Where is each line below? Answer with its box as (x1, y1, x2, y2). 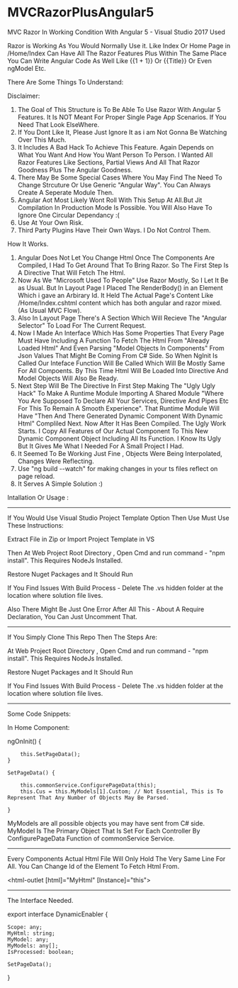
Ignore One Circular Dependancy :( (17, 211, 120, 219)
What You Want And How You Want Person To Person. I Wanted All (17, 150, 213, 159)
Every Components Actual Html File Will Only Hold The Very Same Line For (7, 854, 226, 862)
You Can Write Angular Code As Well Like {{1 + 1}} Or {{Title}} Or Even (7, 56, 212, 65)
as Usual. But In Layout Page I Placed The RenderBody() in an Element (17, 283, 223, 292)
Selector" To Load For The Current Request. (17, 321, 147, 330)
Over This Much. (17, 135, 67, 144)
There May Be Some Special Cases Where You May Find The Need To (17, 173, 222, 182)
